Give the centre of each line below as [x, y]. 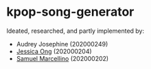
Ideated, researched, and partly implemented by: [75, 31]
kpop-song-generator [70, 12]
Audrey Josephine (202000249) [62, 44]
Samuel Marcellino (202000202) [62, 58]
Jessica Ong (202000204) [54, 51]
